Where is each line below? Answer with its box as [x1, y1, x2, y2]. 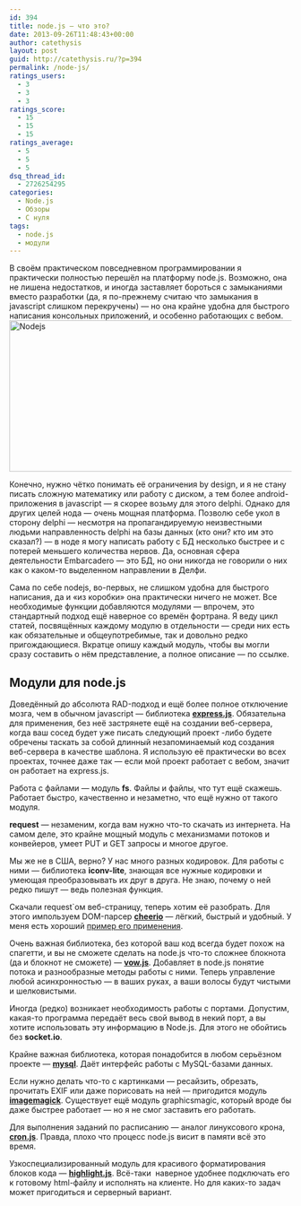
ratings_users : [9, 72, 66, 81]
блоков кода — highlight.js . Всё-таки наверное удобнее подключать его [9, 1167, 290, 1179]
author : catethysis [9, 38, 82, 48]
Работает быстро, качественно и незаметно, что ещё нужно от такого [9, 793, 279, 803]
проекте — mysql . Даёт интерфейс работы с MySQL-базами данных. [9, 1059, 273, 1070]
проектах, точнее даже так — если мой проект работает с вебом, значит [9, 756, 290, 767]
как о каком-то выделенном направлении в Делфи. [9, 565, 208, 576]
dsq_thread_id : [9, 171, 66, 180]
